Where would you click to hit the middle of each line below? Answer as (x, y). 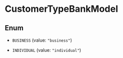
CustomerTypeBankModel (61, 9)
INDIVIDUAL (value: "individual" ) (46, 50)
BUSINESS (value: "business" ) (42, 40)
